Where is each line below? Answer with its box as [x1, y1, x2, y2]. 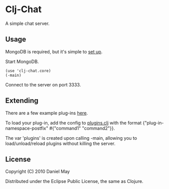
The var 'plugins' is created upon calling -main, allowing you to [5, 135, 137, 141]
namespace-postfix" [5, 125, 48, 131]
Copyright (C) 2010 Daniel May [5, 169, 70, 175]
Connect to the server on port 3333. [5, 81, 81, 87]
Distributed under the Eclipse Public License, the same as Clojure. [5, 178, 144, 184]
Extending [5, 97, 39, 105]
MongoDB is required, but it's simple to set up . [5, 48, 103, 54]
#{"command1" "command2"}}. [49, 125, 116, 131]
